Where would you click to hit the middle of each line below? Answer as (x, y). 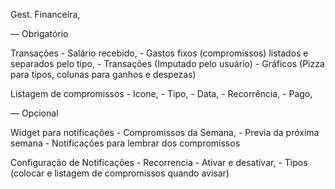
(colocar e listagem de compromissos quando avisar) (120, 173)
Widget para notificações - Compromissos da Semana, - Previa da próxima (165, 132)
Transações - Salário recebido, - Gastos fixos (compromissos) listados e (159, 53)
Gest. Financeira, (45, 14)
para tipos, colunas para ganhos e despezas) (103, 74)
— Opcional (34, 113)
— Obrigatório (39, 33)
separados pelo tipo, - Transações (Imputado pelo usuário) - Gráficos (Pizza (167, 63)
